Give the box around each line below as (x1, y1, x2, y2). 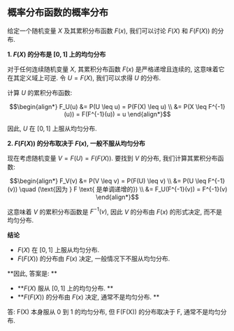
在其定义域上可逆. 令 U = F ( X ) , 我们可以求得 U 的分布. (7, 73, 161, 82)
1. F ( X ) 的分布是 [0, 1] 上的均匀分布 (7, 50, 106, 58)
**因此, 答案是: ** (7, 270, 57, 278)
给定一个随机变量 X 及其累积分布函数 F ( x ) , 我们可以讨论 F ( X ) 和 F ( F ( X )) (7, 27, 210, 35)
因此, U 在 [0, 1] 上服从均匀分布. (7, 124, 98, 133)
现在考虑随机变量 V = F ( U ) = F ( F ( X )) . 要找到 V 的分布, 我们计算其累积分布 (7, 154, 218, 162)
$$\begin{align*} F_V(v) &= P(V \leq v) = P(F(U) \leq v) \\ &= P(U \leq (9, 177, 207, 185)
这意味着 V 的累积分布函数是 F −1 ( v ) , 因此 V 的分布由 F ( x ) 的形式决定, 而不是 (7, 206, 222, 216)
